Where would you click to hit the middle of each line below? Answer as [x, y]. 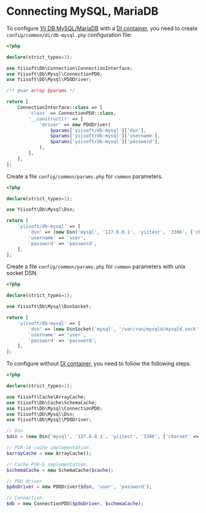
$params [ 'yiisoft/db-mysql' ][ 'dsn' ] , [98, 130]
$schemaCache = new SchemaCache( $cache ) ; [60, 470]
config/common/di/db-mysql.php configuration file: [69, 34]
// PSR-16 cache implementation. [49, 448]
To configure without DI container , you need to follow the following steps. [99, 364]
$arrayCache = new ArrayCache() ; [49, 453]
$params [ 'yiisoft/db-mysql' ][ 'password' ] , [105, 142]
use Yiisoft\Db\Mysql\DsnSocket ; [49, 307]
